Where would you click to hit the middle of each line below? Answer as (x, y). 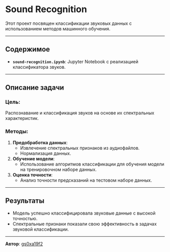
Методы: (17, 132)
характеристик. (22, 118)
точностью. (25, 218)
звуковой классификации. (41, 229)
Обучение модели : (33, 158)
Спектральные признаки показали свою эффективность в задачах (84, 224)
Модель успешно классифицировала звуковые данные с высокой (84, 213)
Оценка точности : (33, 175)
